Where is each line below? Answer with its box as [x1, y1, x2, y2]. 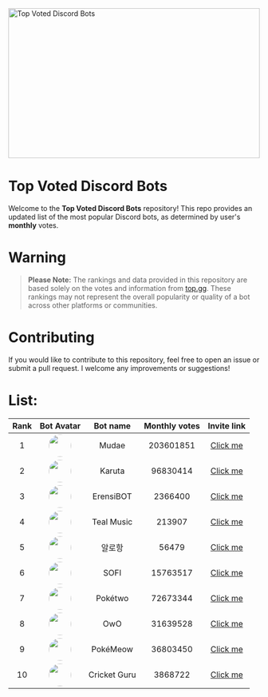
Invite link [207, 420, 246, 431]
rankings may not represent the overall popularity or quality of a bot [27, 292, 250, 301]
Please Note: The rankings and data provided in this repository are [27, 275, 248, 285]
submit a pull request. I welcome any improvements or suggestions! [8, 363, 231, 372]
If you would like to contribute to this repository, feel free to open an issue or [8, 355, 260, 364]
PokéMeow [91, 643, 134, 655]
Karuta [99, 465, 125, 476]
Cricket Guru [88, 669, 136, 680]
